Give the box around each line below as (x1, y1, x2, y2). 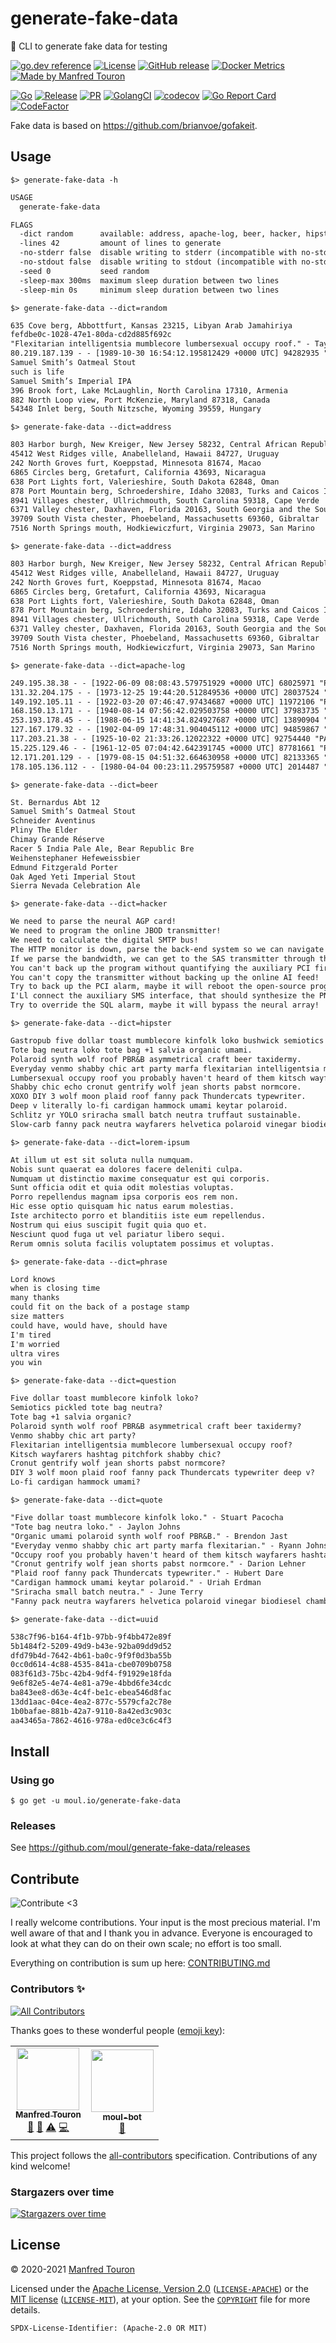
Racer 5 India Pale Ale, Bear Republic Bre (10, 843, 195, 854)
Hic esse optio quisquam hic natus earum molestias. (10, 1202, 235, 1212)
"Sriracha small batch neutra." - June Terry (10, 1587, 203, 1597)
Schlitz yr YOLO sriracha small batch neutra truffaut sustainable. (10, 1110, 302, 1120)
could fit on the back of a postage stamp (10, 1302, 190, 1312)
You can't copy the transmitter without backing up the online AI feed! (10, 972, 320, 982)
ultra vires (10, 1348, 60, 1359)
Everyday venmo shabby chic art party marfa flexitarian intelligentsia (10, 1063, 320, 1074)
